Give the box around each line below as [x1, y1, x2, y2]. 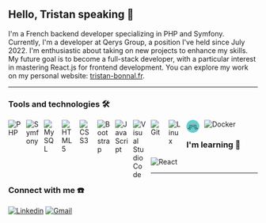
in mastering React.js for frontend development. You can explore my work [8, 62, 249, 72]
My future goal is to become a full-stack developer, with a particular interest [8, 54, 256, 63]
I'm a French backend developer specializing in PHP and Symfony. [8, 28, 225, 38]
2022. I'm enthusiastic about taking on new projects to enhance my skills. [8, 45, 248, 55]
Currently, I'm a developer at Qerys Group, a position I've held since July [8, 37, 245, 47]
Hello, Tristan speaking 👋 [8, 8, 135, 21]
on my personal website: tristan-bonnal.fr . [8, 70, 145, 80]
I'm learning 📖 [186, 139, 241, 150]
